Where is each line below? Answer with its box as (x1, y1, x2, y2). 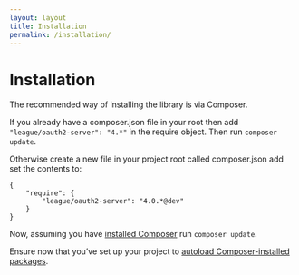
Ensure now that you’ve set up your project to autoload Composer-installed (9, 246, 290, 257)
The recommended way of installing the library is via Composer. (9, 99, 248, 110)
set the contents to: (9, 163, 82, 174)
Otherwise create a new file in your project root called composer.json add (9, 153, 284, 164)
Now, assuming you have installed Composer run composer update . (9, 229, 258, 240)
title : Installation (9, 22, 88, 31)
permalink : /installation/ (9, 30, 111, 39)
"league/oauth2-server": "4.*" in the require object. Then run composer (9, 126, 278, 137)
